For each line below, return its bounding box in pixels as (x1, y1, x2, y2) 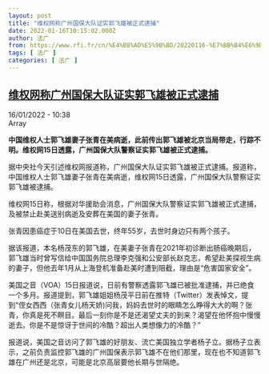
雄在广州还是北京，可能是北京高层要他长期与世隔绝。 (8, 357, 184, 367)
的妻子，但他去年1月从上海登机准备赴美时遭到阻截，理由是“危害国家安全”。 (8, 263, 256, 272)
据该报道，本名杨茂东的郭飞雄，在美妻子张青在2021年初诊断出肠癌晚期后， (8, 243, 256, 252)
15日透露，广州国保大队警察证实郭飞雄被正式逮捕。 (42, 145, 212, 155)
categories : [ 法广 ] (8, 57, 78, 65)
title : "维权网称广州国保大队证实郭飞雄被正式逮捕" (8, 19, 160, 27)
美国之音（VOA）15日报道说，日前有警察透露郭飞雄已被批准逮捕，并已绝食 (8, 279, 255, 289)
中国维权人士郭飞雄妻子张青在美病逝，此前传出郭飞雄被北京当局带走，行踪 (8, 135, 254, 144)
